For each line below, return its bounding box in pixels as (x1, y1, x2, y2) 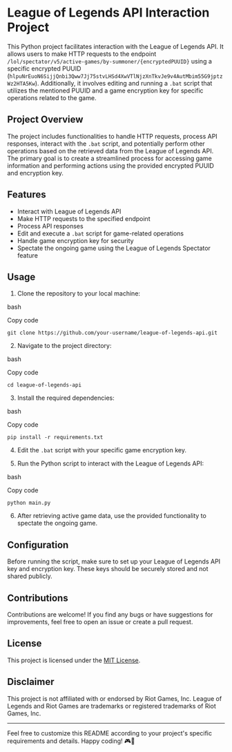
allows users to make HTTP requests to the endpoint (7, 50, 157, 58)
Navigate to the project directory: (17, 342, 112, 350)
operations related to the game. (7, 93, 97, 102)
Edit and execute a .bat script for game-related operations (17, 229, 184, 238)
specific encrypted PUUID (7, 64, 81, 73)
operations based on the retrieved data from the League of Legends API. (7, 146, 214, 155)
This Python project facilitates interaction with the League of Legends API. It (7, 42, 224, 50)
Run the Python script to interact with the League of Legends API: (17, 459, 204, 467)
